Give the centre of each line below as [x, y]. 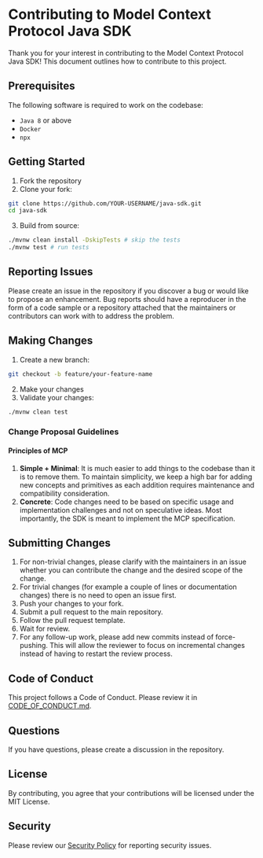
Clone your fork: [46, 189]
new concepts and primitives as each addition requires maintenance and [137, 484]
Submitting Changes [60, 543]
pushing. [34, 646]
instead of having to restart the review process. [96, 654]
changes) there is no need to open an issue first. [98, 595]
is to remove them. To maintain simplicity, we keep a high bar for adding [136, 477]
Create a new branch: [55, 359]
